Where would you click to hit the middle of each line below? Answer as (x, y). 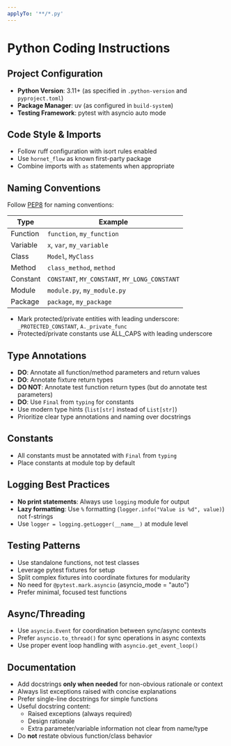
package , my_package (80, 302)
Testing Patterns (44, 546)
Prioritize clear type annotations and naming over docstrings (104, 417)
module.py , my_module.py (87, 290)
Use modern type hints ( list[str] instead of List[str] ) (97, 410)
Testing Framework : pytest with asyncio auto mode (91, 113)
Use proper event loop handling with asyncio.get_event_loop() (107, 646)
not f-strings (35, 516)
